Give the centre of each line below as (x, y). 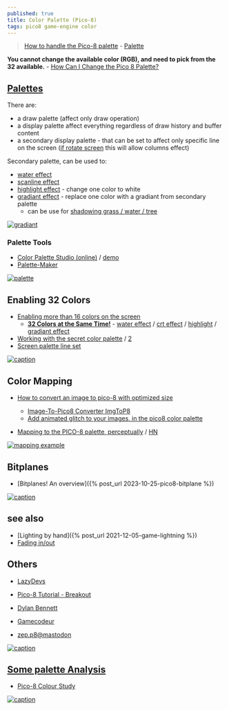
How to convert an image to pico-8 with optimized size (95, 398)
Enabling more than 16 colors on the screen (79, 317)
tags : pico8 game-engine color (52, 26)
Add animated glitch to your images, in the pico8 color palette (115, 419)
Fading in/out (36, 542)
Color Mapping (40, 381)
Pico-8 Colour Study (46, 686)
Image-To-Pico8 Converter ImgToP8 (79, 411)
